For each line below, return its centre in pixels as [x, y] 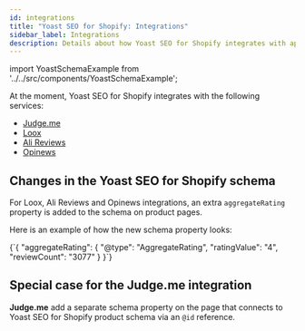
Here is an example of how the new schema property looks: [121, 230]
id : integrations [42, 18]
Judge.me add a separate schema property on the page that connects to [146, 307]
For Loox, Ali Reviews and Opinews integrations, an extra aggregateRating [148, 203]
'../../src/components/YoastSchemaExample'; [94, 79]
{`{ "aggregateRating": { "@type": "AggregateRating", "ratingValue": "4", [144, 248]
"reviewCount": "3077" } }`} [61, 257]
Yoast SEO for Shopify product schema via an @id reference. [123, 316]
